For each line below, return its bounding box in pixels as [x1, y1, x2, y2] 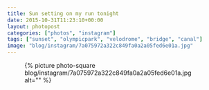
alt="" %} [24, 76, 52, 84]
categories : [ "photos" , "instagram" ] [7, 29, 116, 37]
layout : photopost [7, 23, 60, 30]
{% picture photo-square [24, 62, 96, 69]
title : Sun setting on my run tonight [7, 10, 119, 17]
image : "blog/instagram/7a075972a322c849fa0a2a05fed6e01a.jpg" [7, 42, 194, 49]
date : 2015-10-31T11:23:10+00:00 [7, 17, 104, 24]
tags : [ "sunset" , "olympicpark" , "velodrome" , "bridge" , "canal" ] [7, 36, 203, 43]
